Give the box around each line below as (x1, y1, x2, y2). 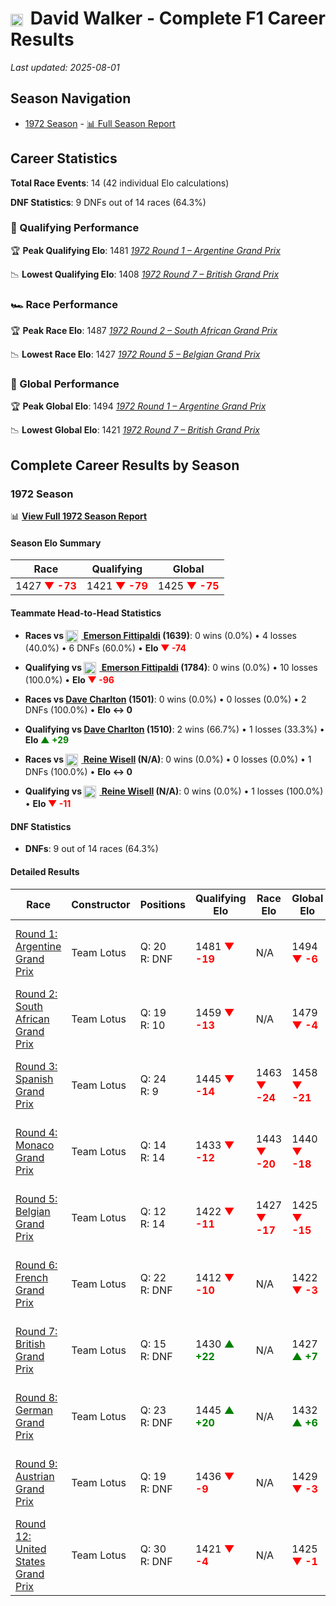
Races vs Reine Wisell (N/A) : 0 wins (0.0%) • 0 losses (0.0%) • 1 (24, 753, 312, 765)
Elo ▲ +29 (24, 733, 70, 746)
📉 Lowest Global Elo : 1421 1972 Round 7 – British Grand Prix (10, 424, 260, 436)
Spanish (15, 1072, 54, 1086)
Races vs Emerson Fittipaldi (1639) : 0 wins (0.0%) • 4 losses (24, 629, 297, 641)
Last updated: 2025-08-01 (10, 61, 120, 73)
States (15, 1554, 46, 1568)
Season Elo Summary (10, 537, 102, 549)
